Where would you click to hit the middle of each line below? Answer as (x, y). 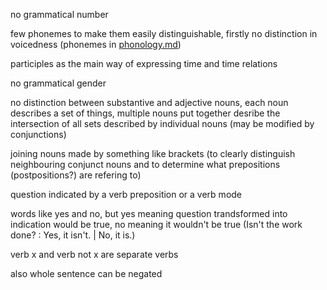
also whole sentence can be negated (86, 273)
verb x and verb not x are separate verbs (94, 254)
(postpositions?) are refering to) (76, 175)
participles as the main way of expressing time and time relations (144, 63)
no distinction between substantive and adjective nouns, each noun (149, 102)
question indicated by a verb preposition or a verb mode (126, 194)
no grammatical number (59, 14)
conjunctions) (38, 134)
